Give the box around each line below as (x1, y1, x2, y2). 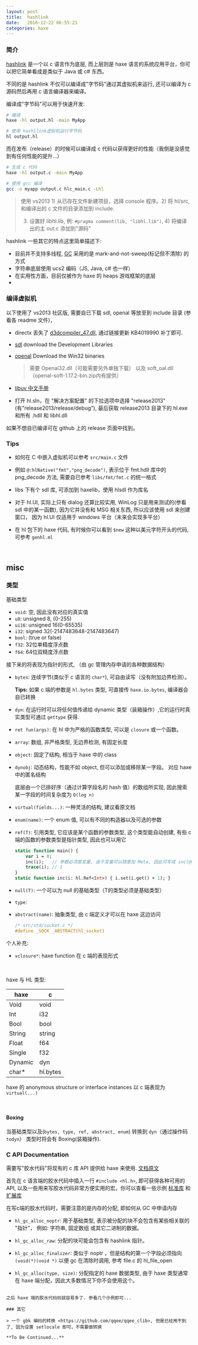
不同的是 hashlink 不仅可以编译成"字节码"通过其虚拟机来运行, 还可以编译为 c (6, 80, 192, 87)
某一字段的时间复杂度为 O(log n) (14, 790, 95, 798)
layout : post (6, 8, 38, 15)
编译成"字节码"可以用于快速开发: (6, 100, 85, 107)
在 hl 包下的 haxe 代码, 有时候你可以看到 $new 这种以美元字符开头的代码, (14, 526, 189, 533)
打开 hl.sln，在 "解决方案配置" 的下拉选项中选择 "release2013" (14, 397, 166, 404)
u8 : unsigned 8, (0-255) (14, 615, 72, 622)
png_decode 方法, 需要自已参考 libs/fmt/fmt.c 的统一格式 (14, 474, 157, 481)
